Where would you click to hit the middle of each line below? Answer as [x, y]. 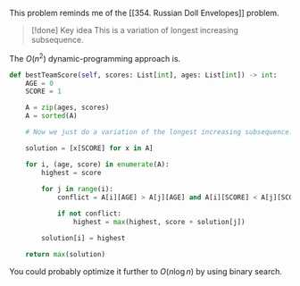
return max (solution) [65, 254]
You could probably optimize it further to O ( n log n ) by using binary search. [146, 271]
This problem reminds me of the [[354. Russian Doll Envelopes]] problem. [144, 13]
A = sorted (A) [51, 116]
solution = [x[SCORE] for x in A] [89, 148]
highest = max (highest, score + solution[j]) [159, 223]
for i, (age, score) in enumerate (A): [97, 164]
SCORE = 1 [44, 92]
